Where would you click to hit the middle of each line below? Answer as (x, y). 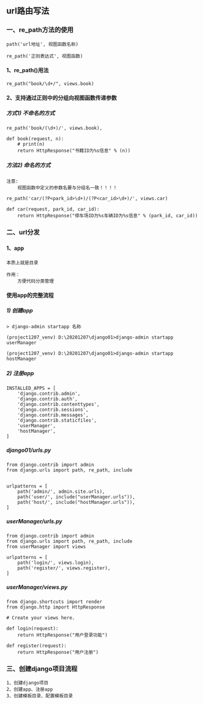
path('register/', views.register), (64, 568)
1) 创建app (20, 310)
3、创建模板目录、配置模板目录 (40, 696)
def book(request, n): (35, 139)
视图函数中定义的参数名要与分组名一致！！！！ (68, 188)
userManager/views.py (37, 587)
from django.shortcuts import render (54, 602)
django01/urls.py (29, 450)
